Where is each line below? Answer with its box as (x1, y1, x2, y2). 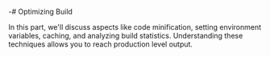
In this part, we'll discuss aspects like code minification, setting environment (8, 22, 262, 31)
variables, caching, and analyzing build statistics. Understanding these (8, 31, 243, 40)
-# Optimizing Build (8, 7, 73, 16)
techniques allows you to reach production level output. (8, 39, 193, 49)
